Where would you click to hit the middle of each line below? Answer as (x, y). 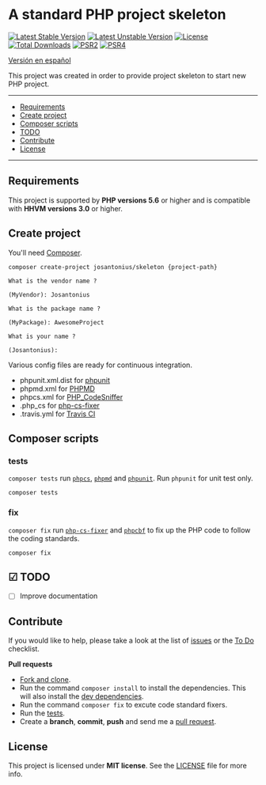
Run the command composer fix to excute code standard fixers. (123, 705)
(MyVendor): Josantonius (49, 294)
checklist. (24, 649)
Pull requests (30, 664)
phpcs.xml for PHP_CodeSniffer (71, 396)
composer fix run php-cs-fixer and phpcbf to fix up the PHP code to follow (129, 530)
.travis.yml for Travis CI (57, 414)
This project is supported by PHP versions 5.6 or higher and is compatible (129, 200)
